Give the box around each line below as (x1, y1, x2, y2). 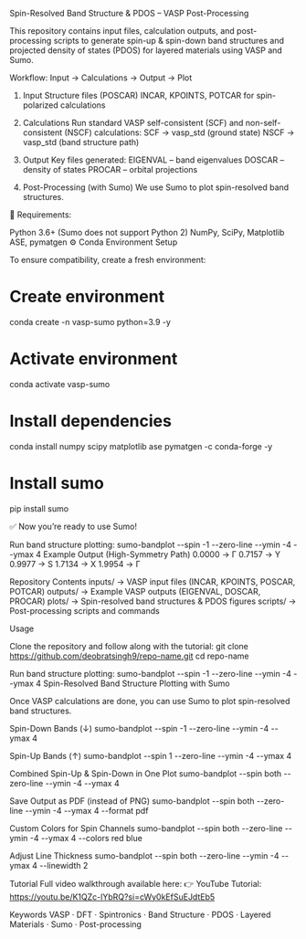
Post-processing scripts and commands (9, 605, 160, 616)
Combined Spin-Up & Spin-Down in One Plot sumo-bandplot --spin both (9, 767, 282, 779)
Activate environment (9, 349, 178, 369)
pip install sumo (9, 502, 69, 514)
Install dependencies (9, 411, 172, 432)
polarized (22, 100, 59, 111)
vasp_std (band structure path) (22, 137, 140, 147)
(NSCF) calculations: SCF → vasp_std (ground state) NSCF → (64, 127, 295, 138)
